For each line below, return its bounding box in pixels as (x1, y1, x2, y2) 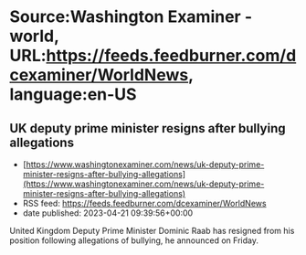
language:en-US (9, 84, 137, 105)
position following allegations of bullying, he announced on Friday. (9, 235, 259, 246)
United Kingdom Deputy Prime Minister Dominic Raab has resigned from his (9, 226, 295, 236)
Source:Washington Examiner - (9, 6, 253, 27)
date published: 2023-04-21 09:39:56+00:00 (22, 207, 194, 218)
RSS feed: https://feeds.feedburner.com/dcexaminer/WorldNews (22, 198, 267, 208)
